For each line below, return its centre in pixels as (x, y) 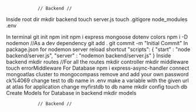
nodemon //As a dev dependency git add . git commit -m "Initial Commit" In (97, 43)
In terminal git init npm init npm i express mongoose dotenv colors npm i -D (97, 37)
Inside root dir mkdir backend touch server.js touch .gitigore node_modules (97, 19)
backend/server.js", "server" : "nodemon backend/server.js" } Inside (89, 55)
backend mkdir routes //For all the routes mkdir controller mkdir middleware (97, 62)
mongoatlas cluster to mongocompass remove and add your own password (97, 74)
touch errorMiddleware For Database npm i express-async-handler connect (98, 68)
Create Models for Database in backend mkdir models (71, 93)
